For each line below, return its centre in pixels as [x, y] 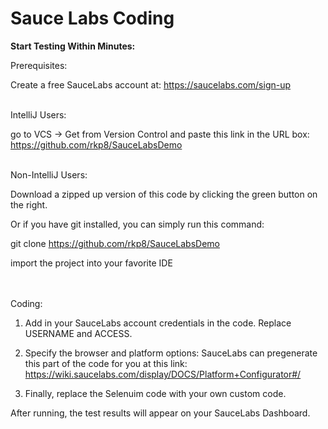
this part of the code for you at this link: [106, 363]
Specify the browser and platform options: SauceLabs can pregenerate [171, 353]
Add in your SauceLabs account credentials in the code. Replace [158, 323]
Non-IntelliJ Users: [49, 174]
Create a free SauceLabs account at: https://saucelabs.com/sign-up [151, 84]
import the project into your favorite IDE [91, 263]
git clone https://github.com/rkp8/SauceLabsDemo [115, 243]
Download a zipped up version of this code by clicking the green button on [164, 194]
